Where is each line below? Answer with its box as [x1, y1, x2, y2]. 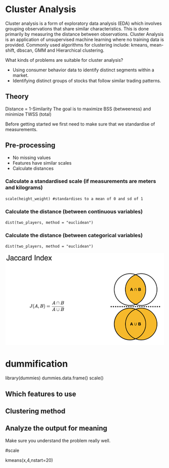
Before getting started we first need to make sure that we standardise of [5, 121, 155, 127]
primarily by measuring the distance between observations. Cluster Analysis [5, 31, 164, 37]
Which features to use [5, 389, 77, 398]
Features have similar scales [12, 160, 72, 166]
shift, [5, 47, 16, 53]
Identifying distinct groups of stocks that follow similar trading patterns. [12, 77, 161, 84]
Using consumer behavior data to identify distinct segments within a [12, 67, 155, 73]
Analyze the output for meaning [5, 424, 107, 433]
